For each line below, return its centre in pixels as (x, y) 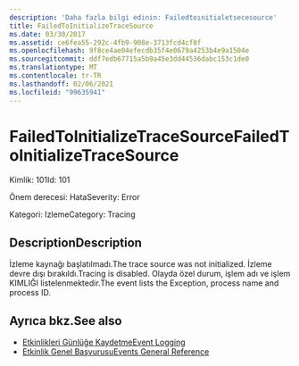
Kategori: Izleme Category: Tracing (72, 214)
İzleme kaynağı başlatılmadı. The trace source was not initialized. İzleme (141, 264)
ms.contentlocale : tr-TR (55, 76)
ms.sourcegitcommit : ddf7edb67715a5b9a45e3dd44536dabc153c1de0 (129, 59)
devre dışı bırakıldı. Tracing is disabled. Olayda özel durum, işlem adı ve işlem (150, 274)
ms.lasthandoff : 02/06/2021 (62, 84)
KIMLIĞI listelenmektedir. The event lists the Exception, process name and (144, 283)
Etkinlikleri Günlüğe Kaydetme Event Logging (104, 342)
